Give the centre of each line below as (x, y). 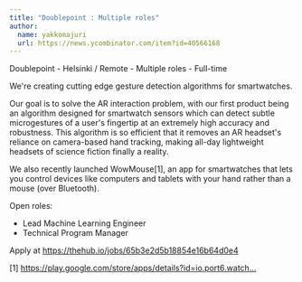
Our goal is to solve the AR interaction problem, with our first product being (149, 104)
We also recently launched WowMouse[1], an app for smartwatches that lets (151, 169)
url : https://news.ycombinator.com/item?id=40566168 (119, 43)
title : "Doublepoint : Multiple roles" (85, 18)
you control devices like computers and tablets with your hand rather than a (150, 179)
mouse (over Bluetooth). (54, 188)
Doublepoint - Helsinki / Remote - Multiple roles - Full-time (118, 69)
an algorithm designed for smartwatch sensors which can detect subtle (142, 113)
